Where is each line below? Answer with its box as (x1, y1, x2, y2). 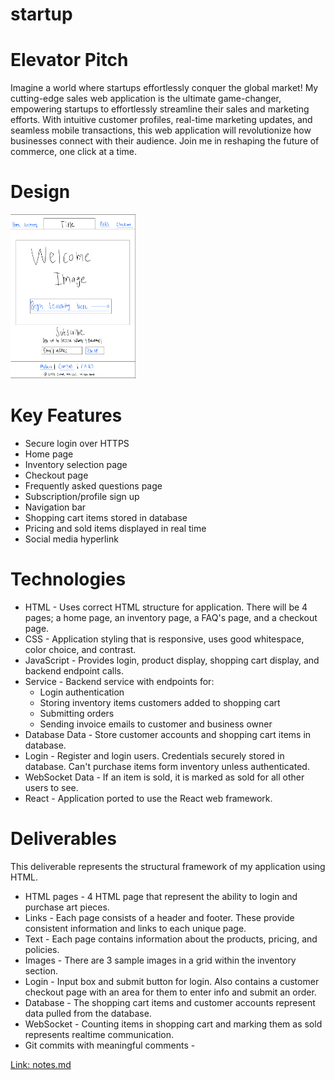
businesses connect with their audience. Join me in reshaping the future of (10, 135, 320, 147)
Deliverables (10, 828, 117, 850)
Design (10, 181, 71, 203)
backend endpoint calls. (24, 664, 125, 677)
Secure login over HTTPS (24, 437, 130, 449)
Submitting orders (39, 707, 115, 719)
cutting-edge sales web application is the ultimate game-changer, (10, 93, 282, 105)
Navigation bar (24, 501, 87, 513)
